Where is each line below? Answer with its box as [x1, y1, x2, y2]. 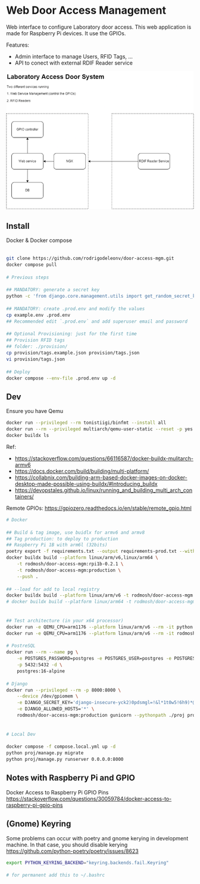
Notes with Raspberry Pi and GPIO [6, 773, 135, 783]
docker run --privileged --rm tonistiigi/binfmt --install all [6, 420, 167, 426]
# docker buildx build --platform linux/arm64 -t [6, 599, 132, 605]
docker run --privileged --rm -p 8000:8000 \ [6, 687, 121, 693]
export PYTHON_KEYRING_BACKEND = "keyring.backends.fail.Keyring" [6, 859, 169, 865]
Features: [6, 41, 30, 48]
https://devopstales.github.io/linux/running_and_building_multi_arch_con [14, 487, 193, 494]
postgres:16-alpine [17, 668, 65, 674]
